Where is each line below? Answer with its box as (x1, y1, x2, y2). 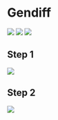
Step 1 (7, 49, 35, 60)
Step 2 (7, 87, 36, 98)
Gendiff (7, 5, 52, 21)
